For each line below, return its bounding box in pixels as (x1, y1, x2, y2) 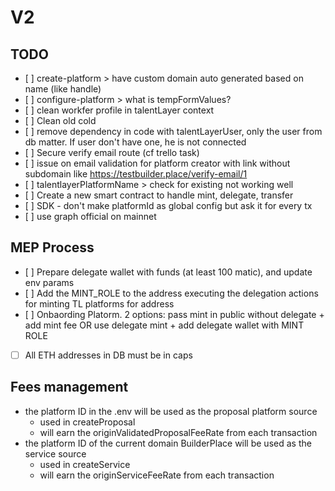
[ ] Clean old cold (24, 115, 97, 126)
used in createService (39, 458, 131, 470)
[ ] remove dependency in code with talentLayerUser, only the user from (24, 126, 323, 137)
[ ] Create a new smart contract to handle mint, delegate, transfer (24, 189, 294, 201)
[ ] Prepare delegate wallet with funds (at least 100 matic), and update (24, 266, 313, 278)
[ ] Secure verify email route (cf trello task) (24, 147, 200, 158)
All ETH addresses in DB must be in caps (24, 349, 193, 361)
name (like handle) (24, 83, 102, 95)
